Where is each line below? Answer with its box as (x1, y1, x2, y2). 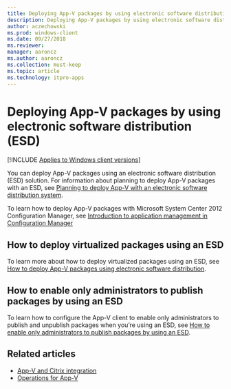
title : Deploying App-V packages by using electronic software (7, 10, 192, 17)
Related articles (7, 348, 76, 360)
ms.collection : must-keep (7, 61, 81, 68)
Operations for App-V (16, 373, 78, 382)
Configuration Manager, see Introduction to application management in (7, 211, 208, 220)
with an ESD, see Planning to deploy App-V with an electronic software (7, 184, 208, 192)
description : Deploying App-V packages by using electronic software (7, 17, 211, 23)
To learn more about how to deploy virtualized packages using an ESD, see (7, 257, 220, 266)
